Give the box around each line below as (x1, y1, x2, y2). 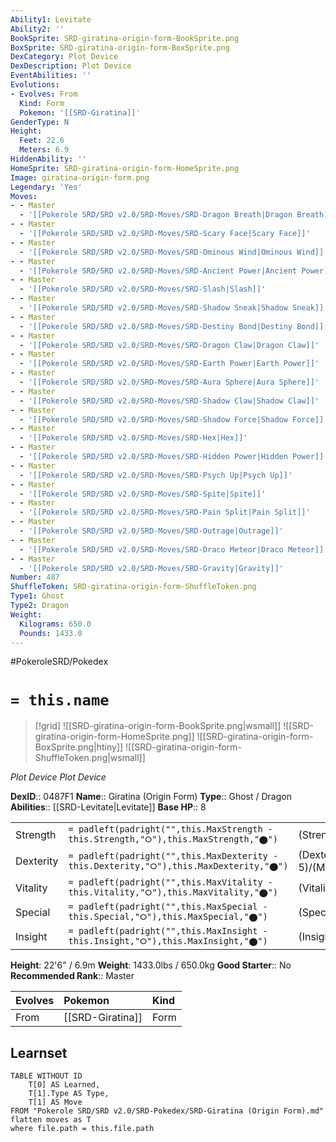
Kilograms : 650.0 (19, 619, 92, 629)
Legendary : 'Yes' (10, 182, 83, 192)
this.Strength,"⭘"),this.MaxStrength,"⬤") (68, 834, 279, 845)
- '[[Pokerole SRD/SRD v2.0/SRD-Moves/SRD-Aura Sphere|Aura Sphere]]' (19, 377, 320, 387)
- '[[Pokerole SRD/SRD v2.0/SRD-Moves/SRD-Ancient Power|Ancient (19, 266, 298, 276)
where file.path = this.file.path (10, 1124, 155, 1134)
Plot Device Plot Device (10, 771, 107, 783)
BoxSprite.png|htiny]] (34, 741, 124, 753)
